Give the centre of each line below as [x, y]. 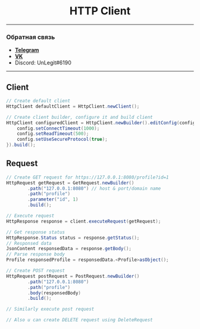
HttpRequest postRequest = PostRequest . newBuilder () [73, 276]
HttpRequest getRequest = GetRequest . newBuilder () [70, 183]
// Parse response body [36, 254]
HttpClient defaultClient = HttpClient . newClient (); [73, 106]
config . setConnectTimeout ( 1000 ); [58, 128]
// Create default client [38, 101]
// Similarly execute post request [50, 309]
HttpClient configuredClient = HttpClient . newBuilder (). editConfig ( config [101, 123]
